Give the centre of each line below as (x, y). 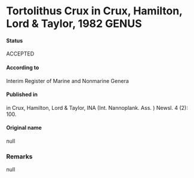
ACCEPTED (20, 54)
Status (15, 41)
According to (23, 67)
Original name (24, 128)
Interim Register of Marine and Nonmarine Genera (68, 81)
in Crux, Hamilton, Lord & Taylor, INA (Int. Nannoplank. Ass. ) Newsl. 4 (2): (97, 108)
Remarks (19, 156)
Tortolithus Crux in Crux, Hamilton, (94, 11)
